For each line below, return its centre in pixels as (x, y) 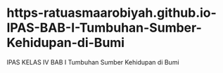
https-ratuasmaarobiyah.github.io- (112, 13)
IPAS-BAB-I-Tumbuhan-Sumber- (104, 28)
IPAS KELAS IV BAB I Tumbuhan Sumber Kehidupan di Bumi (93, 62)
